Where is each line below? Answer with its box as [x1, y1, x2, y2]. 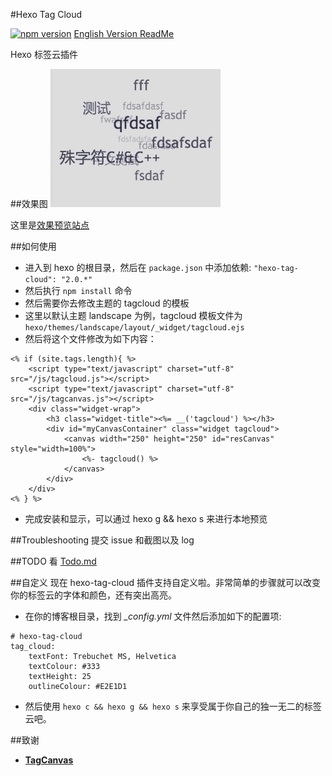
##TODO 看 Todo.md [10, 555, 97, 567]
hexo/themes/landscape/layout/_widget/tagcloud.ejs [24, 323, 245, 333]
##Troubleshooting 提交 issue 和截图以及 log [10, 534, 195, 546]
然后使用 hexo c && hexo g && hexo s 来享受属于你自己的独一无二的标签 [24, 700, 322, 712]
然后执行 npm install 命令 [24, 285, 133, 296]
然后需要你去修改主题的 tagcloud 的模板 [24, 297, 190, 309]
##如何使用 [10, 240, 57, 252]
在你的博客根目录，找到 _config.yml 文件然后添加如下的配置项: [24, 610, 282, 622]
